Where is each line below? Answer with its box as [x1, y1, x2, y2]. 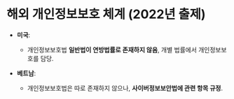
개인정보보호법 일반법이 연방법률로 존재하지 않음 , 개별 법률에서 [27, 45, 198, 54]
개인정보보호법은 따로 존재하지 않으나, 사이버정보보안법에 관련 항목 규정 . [27, 84, 223, 92]
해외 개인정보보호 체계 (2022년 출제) [6, 6, 206, 22]
